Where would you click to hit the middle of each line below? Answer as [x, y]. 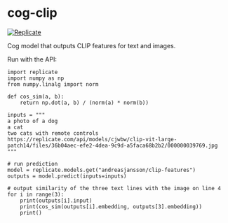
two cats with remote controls [53, 133]
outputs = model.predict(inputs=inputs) [67, 176]
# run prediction [33, 164]
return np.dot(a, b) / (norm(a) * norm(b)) [85, 103]
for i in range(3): [36, 194]
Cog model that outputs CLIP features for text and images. [92, 45]
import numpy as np [36, 78]
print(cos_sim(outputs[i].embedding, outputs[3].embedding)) [111, 207]
